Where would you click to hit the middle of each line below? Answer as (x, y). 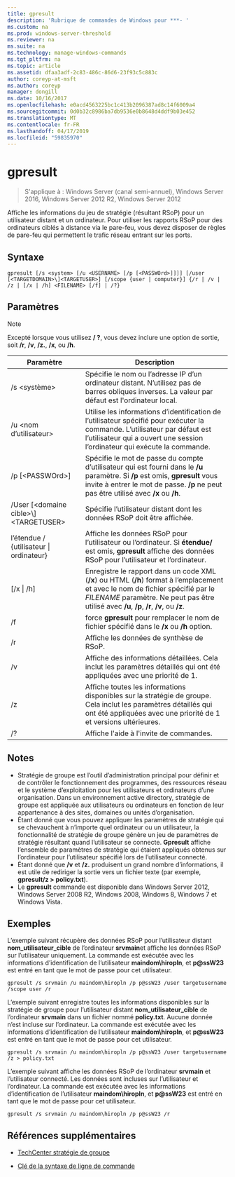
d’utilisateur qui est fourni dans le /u (144, 467)
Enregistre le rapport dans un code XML (151, 571)
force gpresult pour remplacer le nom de (152, 618)
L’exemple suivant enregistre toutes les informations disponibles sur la (108, 1002)
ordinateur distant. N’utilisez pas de (143, 383)
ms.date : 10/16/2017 (37, 99)
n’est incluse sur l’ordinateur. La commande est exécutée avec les (102, 1025)
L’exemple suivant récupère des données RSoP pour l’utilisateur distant (109, 941)
